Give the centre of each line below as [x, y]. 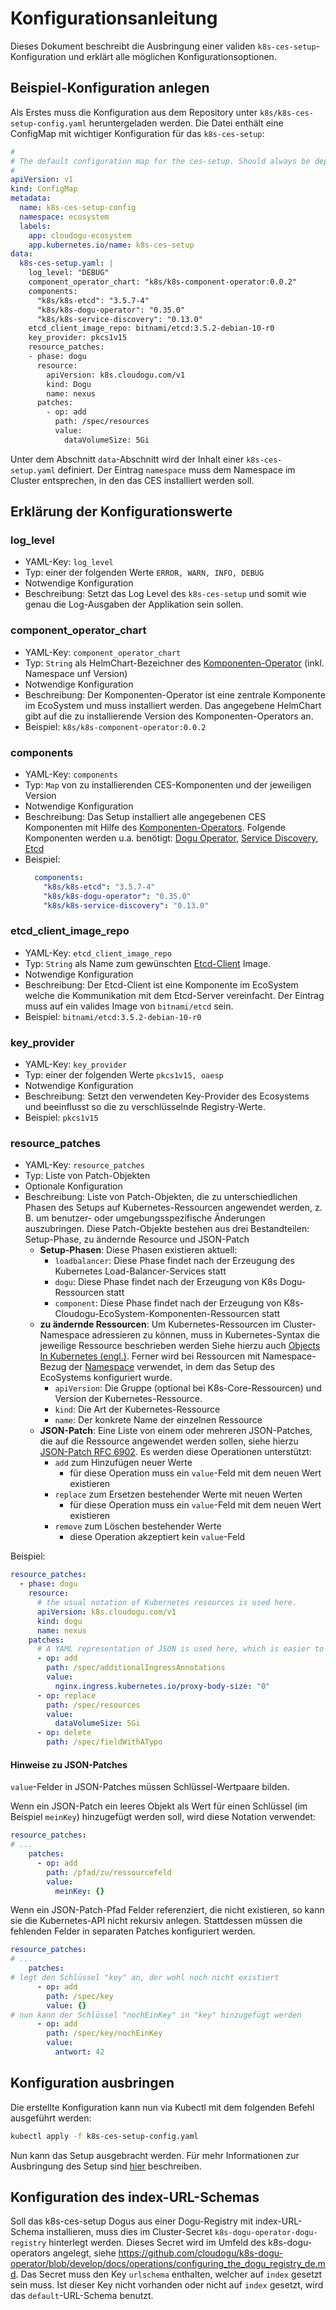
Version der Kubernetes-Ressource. [128, 1399]
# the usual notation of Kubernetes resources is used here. [167, 1603]
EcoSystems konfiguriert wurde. [106, 1378]
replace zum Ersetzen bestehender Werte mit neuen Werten [178, 1494]
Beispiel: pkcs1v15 [61, 1118]
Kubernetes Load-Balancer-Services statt [140, 1271]
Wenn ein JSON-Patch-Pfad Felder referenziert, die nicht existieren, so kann [167, 1910]
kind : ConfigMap [44, 189]
